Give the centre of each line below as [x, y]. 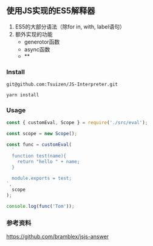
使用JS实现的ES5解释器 [51, 11]
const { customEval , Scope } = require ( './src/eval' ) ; [77, 123]
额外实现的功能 [34, 34]
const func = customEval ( [39, 145]
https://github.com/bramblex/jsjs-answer [58, 237]
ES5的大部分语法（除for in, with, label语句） [70, 27]
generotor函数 [42, 42]
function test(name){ [39, 156]
